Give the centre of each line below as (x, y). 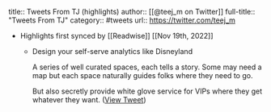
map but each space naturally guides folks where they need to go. (142, 75)
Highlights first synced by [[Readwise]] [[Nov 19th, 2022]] (116, 36)
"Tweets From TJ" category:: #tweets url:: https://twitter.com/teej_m (122, 20)
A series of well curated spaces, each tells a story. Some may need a (147, 67)
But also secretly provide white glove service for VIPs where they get (147, 91)
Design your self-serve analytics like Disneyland (112, 51)
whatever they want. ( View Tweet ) (89, 100)
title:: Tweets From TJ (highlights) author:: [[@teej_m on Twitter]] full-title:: (132, 12)
